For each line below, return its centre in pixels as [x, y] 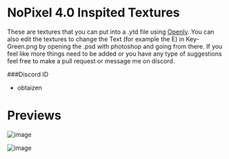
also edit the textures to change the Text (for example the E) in [96, 39]
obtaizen [30, 87]
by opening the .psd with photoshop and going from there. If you [131, 46]
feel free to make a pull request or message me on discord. [91, 61]
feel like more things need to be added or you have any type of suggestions [114, 54]
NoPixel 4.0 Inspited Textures [94, 13]
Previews [34, 116]
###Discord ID [28, 74]
